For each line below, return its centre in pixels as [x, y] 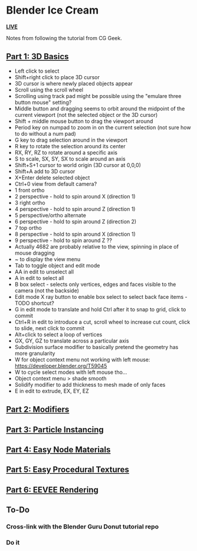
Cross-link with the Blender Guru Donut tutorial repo [83, 527]
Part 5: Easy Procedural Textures [68, 470]
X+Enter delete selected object [52, 177]
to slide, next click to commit [50, 328]
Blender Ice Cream [52, 10]
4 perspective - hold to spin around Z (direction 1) [75, 209]
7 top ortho [28, 227]
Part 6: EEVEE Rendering [52, 490]
